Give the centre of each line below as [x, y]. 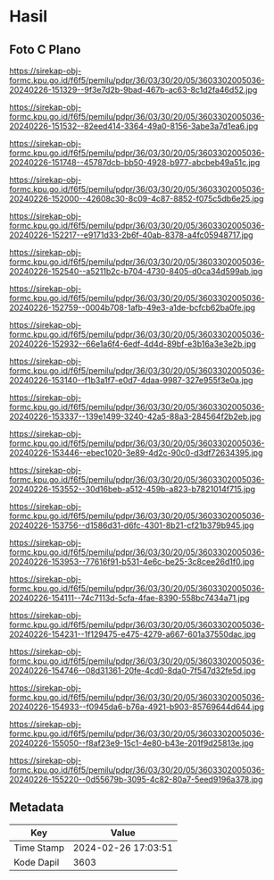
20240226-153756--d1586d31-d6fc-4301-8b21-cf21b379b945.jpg [132, 525]
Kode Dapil [37, 862]
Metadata [37, 807]
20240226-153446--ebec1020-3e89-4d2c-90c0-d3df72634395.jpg [136, 453]
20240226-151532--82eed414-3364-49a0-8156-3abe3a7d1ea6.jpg [134, 126]
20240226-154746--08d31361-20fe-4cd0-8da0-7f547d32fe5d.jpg [133, 670]
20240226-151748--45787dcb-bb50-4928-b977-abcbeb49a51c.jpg [135, 162]
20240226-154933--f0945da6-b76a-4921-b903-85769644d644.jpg [137, 707]
